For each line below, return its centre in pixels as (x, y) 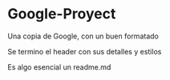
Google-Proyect (62, 14)
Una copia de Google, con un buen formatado (83, 36)
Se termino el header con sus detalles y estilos (85, 51)
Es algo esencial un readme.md (59, 67)
